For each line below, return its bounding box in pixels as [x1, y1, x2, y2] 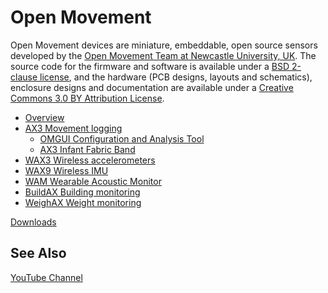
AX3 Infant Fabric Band [39, 143, 136, 155]
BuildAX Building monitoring [24, 186, 141, 198]
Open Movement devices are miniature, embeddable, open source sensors [10, 39, 318, 51]
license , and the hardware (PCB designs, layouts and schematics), [39, 71, 313, 83]
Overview [24, 111, 65, 123]
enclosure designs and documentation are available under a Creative [10, 81, 294, 93]
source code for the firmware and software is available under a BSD [10, 60, 290, 72]
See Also [10, 245, 67, 262]
